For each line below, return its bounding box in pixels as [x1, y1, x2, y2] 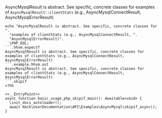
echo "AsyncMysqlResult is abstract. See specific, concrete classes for [5, 24, 158, 29]
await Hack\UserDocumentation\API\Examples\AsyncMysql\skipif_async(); [9, 104, 158, 109]
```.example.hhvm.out [5, 62, 49, 67]
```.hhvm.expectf [5, 45, 40, 50]
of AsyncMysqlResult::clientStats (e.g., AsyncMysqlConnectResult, [5, 9, 142, 15]
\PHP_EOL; [9, 41, 29, 46]
